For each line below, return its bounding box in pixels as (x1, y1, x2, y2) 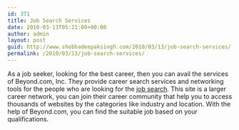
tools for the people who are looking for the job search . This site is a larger (7, 85, 227, 93)
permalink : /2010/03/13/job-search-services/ (7, 50, 145, 58)
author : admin (7, 30, 50, 38)
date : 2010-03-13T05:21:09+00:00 (7, 23, 107, 31)
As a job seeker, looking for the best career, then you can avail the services (7, 69, 228, 78)
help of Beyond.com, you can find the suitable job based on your (7, 107, 198, 116)
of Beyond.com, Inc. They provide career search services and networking (7, 77, 224, 85)
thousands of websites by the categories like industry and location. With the (7, 99, 231, 108)
